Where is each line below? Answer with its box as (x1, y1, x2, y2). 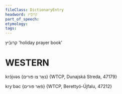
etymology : (5, 21, 28, 26)
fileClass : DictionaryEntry (5, 7, 64, 12)
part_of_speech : (5, 16, 39, 21)
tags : (5, 26, 17, 31)
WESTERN (5, 57, 49, 68)
